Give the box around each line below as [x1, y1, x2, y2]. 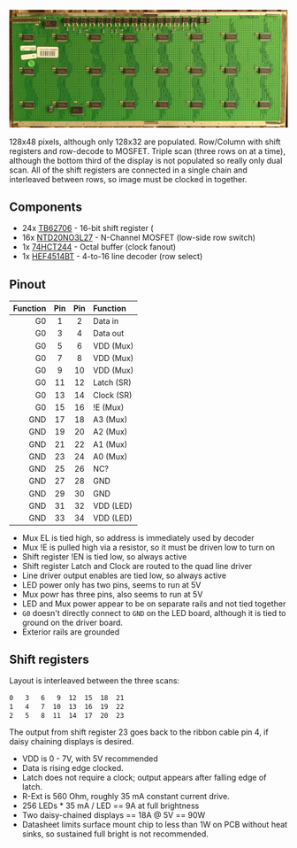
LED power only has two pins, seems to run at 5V [21, 579, 202, 590]
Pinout [9, 276, 47, 292]
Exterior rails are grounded [21, 626, 120, 637]
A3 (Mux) [92, 414, 128, 425]
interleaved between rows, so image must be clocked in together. [9, 173, 247, 184]
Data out [92, 328, 125, 339]
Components [9, 200, 82, 215]
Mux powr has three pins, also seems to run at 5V [21, 589, 203, 599]
